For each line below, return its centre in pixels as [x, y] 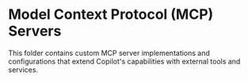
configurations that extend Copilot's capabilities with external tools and [124, 61]
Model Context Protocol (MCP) [111, 15]
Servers [35, 31]
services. [23, 69]
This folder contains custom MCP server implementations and [109, 53]
